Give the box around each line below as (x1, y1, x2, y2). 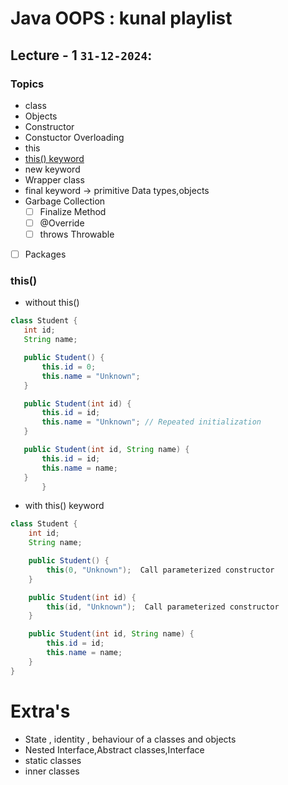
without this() (24, 297, 80, 309)
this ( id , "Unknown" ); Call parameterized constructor (46, 602, 280, 612)
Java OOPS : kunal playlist (10, 7, 233, 30)
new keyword (24, 163, 81, 175)
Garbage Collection (24, 195, 106, 207)
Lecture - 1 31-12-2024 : (10, 47, 153, 64)
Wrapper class (24, 173, 85, 186)
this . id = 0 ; (41, 362, 97, 372)
